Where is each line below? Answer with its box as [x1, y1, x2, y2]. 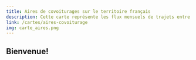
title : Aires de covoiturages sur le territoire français [6, 8, 151, 15]
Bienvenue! [6, 46, 49, 56]
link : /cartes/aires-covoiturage [6, 19, 88, 25]
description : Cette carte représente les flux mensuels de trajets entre [6, 14, 191, 20]
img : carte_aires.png [6, 24, 59, 31]
